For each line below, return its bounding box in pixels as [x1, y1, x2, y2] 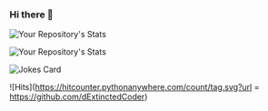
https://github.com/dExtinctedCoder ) [9, 91, 148, 103]
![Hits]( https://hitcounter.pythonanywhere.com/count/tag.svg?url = [9, 82, 260, 93]
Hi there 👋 [9, 8, 55, 21]
